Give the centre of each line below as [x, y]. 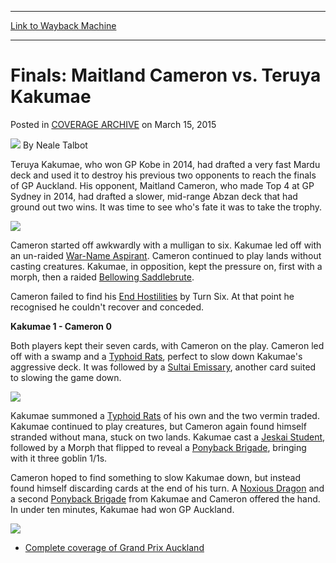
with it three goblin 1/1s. [59, 458]
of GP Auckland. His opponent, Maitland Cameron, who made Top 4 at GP [162, 185]
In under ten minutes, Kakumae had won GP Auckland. [122, 509]
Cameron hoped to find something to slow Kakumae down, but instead [156, 477]
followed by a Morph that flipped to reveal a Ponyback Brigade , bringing [158, 447]
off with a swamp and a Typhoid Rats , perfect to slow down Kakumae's [156, 356]
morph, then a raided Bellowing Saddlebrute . [102, 277]
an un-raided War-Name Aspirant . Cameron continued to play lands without [166, 255]
